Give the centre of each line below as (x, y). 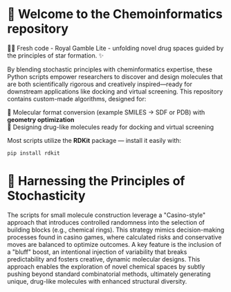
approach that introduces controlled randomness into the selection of (106, 222)
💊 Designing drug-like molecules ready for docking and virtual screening (111, 127)
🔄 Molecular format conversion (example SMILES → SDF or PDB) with (106, 112)
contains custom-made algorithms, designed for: (77, 98)
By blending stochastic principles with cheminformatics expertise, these (110, 69)
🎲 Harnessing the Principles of (96, 181)
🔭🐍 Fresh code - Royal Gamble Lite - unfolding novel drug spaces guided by (115, 48)
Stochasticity (46, 196)
